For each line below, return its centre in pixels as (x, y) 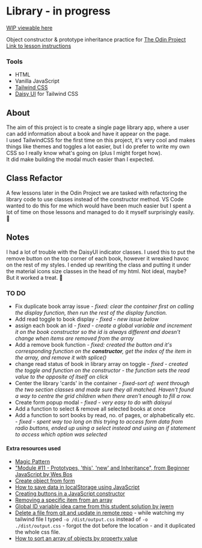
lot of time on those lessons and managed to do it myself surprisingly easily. (100, 212)
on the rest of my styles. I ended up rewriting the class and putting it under (99, 265)
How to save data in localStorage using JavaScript (77, 487)
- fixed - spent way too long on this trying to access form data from (99, 421)
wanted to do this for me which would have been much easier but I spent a (99, 206)
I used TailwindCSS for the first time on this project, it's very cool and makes (101, 140)
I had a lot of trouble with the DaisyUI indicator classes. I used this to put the (101, 252)
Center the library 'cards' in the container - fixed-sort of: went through (102, 383)
